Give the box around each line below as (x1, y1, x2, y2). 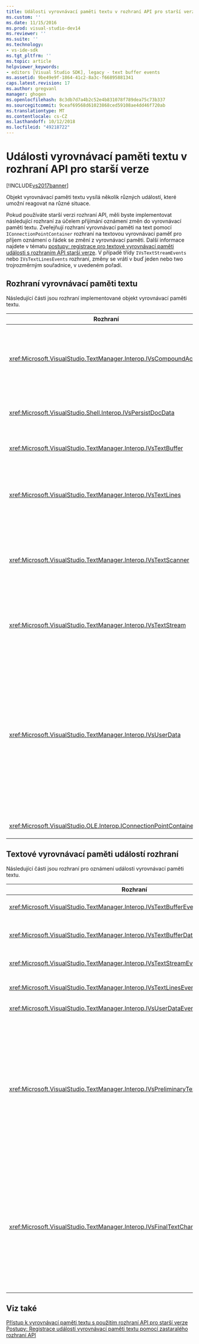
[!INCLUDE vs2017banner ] (6, 182, 69, 189)
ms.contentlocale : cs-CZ (6, 113, 68, 119)
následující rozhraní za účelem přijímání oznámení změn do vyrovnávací (6, 217, 182, 224)
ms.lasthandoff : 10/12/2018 (6, 119, 76, 125)
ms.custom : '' (6, 14, 41, 20)
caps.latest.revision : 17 (6, 81, 70, 86)
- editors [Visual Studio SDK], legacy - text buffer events (6, 69, 161, 75)
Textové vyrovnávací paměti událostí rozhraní (6, 849, 179, 859)
